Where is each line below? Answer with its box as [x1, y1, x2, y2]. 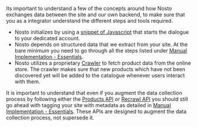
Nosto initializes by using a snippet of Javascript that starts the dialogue [14, 29, 189, 36]
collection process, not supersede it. [6, 114, 94, 121]
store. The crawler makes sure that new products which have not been [14, 66, 186, 72]
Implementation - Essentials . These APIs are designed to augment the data [6, 108, 186, 115]
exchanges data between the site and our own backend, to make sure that [6, 11, 185, 18]
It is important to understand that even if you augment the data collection [6, 90, 183, 96]
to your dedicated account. [14, 35, 80, 41]
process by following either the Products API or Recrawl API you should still [6, 96, 189, 103]
